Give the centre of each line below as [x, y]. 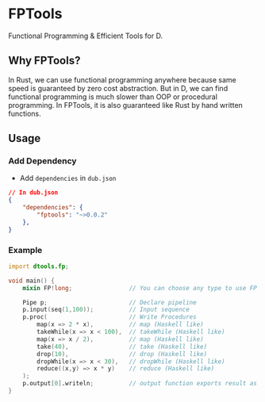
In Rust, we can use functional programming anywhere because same [122, 79]
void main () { [32, 281]
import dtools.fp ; [38, 266]
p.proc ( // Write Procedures [109, 317]
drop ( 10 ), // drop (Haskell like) [122, 354]
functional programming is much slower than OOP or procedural [113, 97]
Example [25, 250]
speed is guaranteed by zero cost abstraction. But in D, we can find [118, 88]
